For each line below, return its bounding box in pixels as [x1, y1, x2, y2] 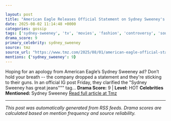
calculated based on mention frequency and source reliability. [5, 110, 136, 116]
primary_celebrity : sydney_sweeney [5, 40, 81, 46]
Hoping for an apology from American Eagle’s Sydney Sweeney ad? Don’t [5, 68, 159, 74]
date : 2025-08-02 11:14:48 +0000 [5, 21, 76, 26]
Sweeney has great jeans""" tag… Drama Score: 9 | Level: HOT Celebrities [5, 84, 164, 90]
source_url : [5, 49, 31, 55]
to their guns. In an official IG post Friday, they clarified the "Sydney [5, 79, 147, 85]
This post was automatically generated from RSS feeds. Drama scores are [5, 105, 162, 111]
